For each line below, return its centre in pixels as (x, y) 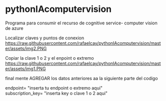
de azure (14, 28)
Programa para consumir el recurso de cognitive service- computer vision (81, 23)
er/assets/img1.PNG (25, 69)
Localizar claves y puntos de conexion (44, 38)
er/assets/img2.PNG (26, 48)
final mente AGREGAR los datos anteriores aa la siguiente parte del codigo (82, 78)
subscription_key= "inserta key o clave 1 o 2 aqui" (56, 93)
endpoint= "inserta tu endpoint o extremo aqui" (54, 88)
